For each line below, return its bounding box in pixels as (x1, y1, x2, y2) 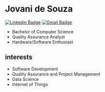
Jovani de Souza (5, 3, 73, 15)
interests (5, 53, 33, 61)
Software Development (12, 66, 58, 72)
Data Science (12, 76, 39, 82)
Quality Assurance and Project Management (12, 71, 101, 77)
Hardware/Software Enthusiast (12, 39, 74, 45)
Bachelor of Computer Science (12, 29, 74, 34)
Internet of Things (12, 81, 48, 87)
